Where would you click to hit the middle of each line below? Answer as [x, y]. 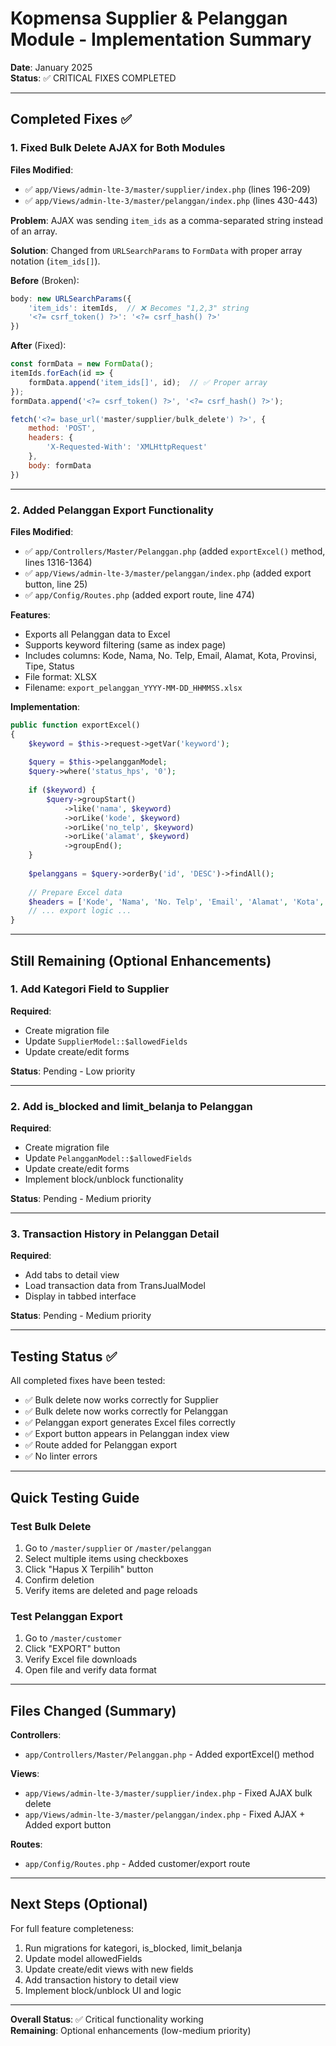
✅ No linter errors [61, 1456]
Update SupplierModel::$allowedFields [106, 1041]
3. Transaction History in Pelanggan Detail [115, 1234]
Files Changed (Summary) [93, 1710]
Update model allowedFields [83, 1958]
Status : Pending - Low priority [73, 1071]
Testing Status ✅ [64, 1356]
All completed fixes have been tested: [88, 1381]
